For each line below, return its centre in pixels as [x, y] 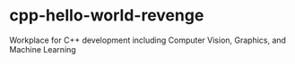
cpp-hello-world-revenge [107, 16]
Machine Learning [43, 49]
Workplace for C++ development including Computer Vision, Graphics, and [148, 40]
